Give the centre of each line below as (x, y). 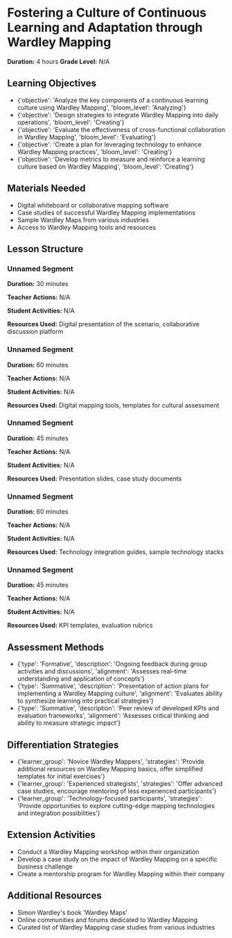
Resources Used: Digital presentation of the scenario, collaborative (103, 324)
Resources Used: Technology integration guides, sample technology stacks (115, 552)
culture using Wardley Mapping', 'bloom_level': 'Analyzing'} (102, 107)
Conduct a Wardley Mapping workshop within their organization (108, 851)
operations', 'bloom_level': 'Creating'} (71, 122)
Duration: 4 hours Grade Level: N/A (59, 61)
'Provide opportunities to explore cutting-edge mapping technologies (116, 806)
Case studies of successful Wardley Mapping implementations (106, 212)
